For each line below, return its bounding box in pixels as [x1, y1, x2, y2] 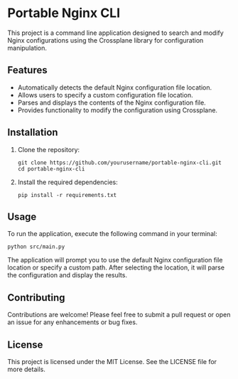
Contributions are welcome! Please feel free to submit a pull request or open [7, 311, 231, 319]
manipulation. [7, 43, 48, 52]
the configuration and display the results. [7, 271, 128, 279]
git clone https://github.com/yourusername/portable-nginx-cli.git [17, 159, 222, 166]
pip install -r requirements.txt [17, 191, 117, 198]
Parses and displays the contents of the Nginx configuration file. [17, 98, 206, 107]
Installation [7, 127, 58, 139]
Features [7, 64, 48, 76]
